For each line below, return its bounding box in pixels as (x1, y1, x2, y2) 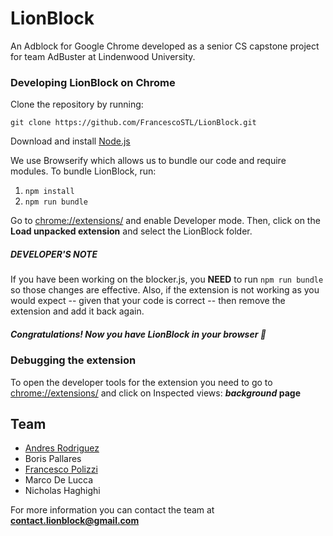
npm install (24, 187, 75, 197)
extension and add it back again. (10, 305, 145, 317)
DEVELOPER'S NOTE (10, 248, 98, 260)
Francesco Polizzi (24, 463, 98, 476)
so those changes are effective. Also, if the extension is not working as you (10, 284, 320, 296)
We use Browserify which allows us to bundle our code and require (10, 155, 287, 167)
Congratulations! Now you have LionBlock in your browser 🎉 (10, 328, 267, 340)
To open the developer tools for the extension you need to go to (10, 376, 273, 388)
